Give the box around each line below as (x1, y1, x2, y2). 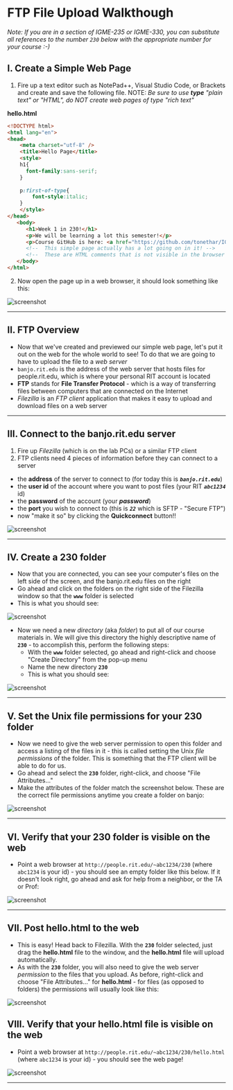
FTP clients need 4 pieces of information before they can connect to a (17, 454, 218, 462)
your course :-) (7, 42, 51, 51)
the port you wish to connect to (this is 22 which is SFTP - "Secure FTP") (17, 504, 226, 512)
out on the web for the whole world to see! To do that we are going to (17, 350, 216, 358)
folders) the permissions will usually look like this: (17, 985, 159, 993)
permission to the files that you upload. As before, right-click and (17, 970, 203, 978)
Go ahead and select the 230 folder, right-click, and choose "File (17, 769, 201, 777)
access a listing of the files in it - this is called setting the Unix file (17, 747, 205, 755)
